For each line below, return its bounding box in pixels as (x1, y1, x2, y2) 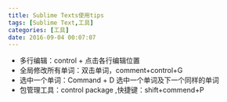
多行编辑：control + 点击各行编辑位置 (19, 56, 141, 65)
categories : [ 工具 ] (8, 26, 70, 34)
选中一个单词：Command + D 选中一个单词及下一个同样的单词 (19, 75, 219, 85)
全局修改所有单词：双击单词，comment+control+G (19, 66, 183, 75)
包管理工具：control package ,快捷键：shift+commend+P (19, 86, 205, 95)
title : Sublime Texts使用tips (8, 11, 104, 20)
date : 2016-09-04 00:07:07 (8, 33, 96, 42)
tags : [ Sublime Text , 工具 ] (8, 19, 94, 27)
